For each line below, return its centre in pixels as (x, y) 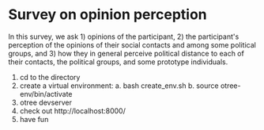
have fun (34, 119)
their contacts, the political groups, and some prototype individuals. (118, 62)
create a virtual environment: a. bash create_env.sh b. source (119, 86)
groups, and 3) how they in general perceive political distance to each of (126, 53)
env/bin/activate (46, 94)
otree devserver (46, 102)
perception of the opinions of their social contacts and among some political (132, 44)
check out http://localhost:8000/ (73, 111)
